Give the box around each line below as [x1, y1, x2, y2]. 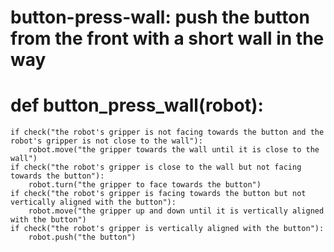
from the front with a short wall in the [10, 27, 325, 50]
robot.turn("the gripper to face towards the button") [28, 180, 262, 190]
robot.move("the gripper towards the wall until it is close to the [28, 145, 320, 155]
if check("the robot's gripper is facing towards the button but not [10, 189, 307, 199]
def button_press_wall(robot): [10, 94, 264, 117]
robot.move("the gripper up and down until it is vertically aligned [28, 206, 325, 216]
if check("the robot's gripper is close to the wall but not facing [10, 162, 302, 173]
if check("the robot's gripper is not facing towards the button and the [10, 127, 325, 138]
